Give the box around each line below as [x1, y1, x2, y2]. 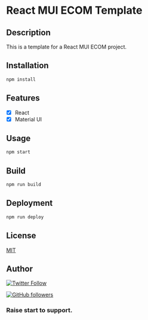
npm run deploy [6, 214, 44, 220]
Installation [6, 60, 49, 71]
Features [6, 93, 40, 103]
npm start [6, 149, 31, 156]
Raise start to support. [6, 306, 73, 315]
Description [6, 28, 51, 38]
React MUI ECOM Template [6, 4, 143, 17]
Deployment [6, 198, 53, 208]
